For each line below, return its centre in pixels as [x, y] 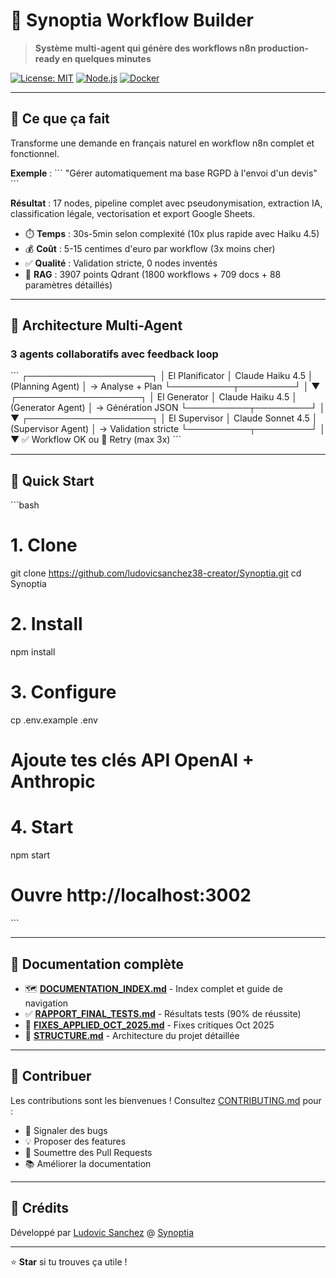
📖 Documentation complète [97, 964]
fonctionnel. [35, 153]
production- [283, 48]
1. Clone [44, 545]
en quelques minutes [106, 58]
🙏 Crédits [40, 1208]
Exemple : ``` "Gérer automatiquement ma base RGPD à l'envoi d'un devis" [164, 173]
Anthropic [53, 781]
